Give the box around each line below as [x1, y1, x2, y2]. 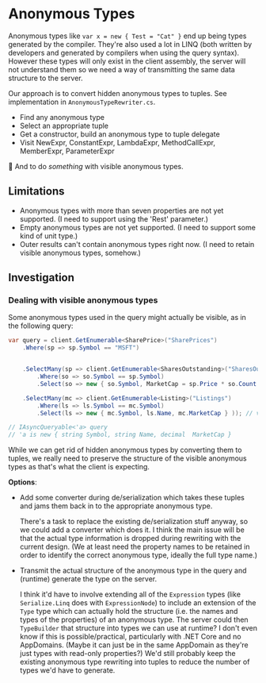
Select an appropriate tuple [19, 121, 109, 130]
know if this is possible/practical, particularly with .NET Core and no [19, 632, 241, 642]
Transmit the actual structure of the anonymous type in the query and [19, 565, 247, 576]
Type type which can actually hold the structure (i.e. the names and [19, 607, 238, 616]
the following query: [8, 321, 74, 330]
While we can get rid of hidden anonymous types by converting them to [8, 446, 242, 455]
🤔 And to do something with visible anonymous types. [8, 161, 184, 171]
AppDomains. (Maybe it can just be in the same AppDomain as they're [19, 640, 249, 650]
